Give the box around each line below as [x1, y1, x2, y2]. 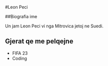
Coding [12, 55, 27, 61]
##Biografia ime [5, 14, 38, 19]
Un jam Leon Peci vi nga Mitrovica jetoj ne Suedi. [5, 23, 104, 29]
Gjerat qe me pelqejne [5, 37, 73, 45]
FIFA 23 [12, 50, 28, 56]
